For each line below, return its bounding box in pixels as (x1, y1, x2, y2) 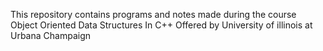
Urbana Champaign (10, 30, 91, 41)
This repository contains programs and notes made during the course (10, 9, 297, 20)
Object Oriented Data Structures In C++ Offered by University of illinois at (10, 19, 313, 31)
